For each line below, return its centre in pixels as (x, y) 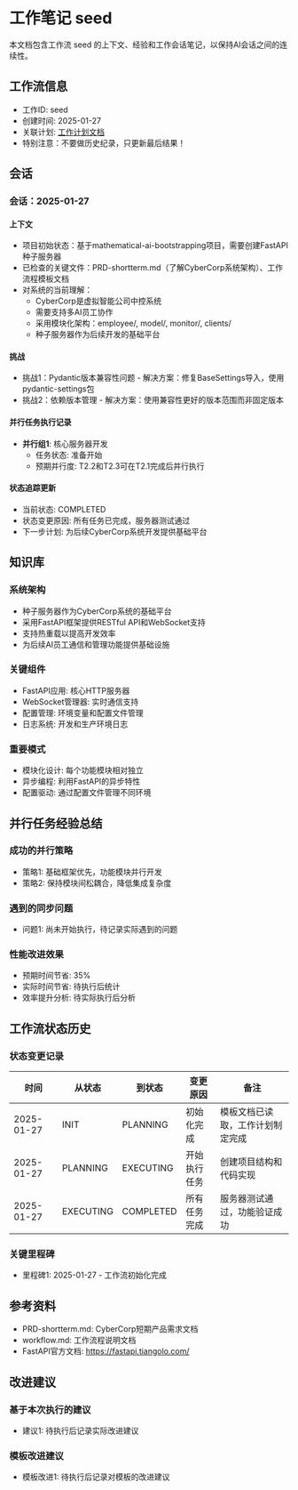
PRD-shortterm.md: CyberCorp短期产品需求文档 (110, 1329)
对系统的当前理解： (57, 290)
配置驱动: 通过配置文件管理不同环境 (86, 793)
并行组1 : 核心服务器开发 (65, 443)
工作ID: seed (45, 109)
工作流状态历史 (50, 1028)
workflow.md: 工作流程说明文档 (79, 1341)
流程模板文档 (45, 279)
